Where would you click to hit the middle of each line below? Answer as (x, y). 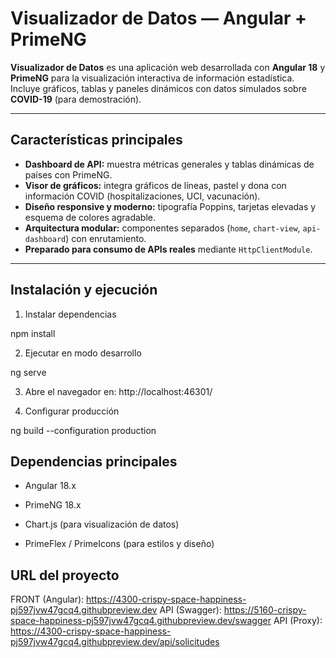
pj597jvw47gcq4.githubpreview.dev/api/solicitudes (115, 642)
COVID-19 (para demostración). (76, 99)
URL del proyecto (65, 575)
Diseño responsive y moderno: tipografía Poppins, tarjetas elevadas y (170, 206)
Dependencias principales (94, 461)
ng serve (28, 372)
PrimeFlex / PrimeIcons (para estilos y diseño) (119, 544)
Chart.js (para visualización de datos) (102, 524)
